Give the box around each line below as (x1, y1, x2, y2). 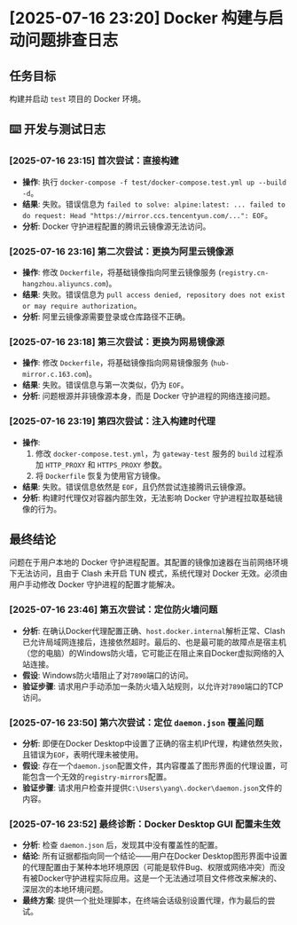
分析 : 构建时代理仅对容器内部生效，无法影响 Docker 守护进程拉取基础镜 (21, 492, 283, 503)
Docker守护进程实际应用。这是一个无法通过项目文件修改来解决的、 (37, 873, 282, 883)
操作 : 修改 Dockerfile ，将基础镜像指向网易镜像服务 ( (21, 357, 215, 368)
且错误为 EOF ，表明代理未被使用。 (21, 749, 144, 759)
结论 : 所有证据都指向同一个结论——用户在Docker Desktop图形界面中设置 (21, 851, 288, 861)
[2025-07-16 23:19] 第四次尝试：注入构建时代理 (9, 415, 215, 427)
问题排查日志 (25, 30, 119, 51)
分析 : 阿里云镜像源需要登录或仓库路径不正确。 (21, 311, 191, 322)
